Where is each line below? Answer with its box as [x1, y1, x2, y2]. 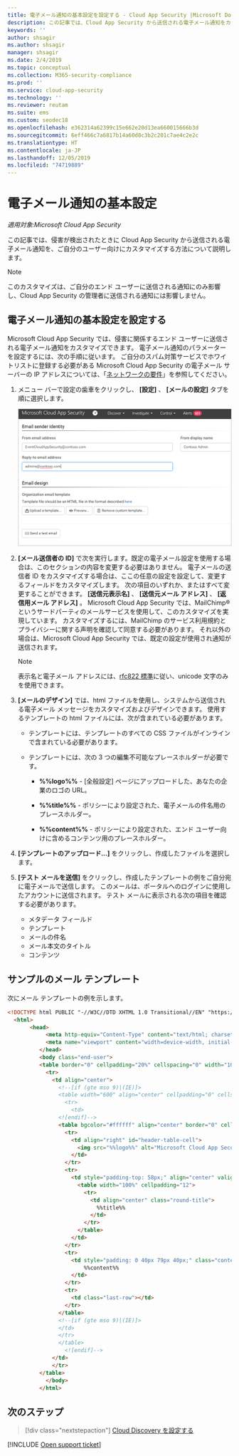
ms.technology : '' [7, 94, 62, 101]
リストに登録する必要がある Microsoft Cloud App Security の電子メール [13, 360, 223, 370]
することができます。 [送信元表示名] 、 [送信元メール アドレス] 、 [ [23, 590, 221, 598]
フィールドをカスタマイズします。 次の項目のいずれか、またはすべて [23, 581, 224, 589]
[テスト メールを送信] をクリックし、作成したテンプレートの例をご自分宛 [17, 873, 232, 881]
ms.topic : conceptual [7, 64, 72, 71]
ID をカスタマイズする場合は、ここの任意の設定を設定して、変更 [31, 572, 221, 580]
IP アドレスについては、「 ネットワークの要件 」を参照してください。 [33, 370, 231, 378]
